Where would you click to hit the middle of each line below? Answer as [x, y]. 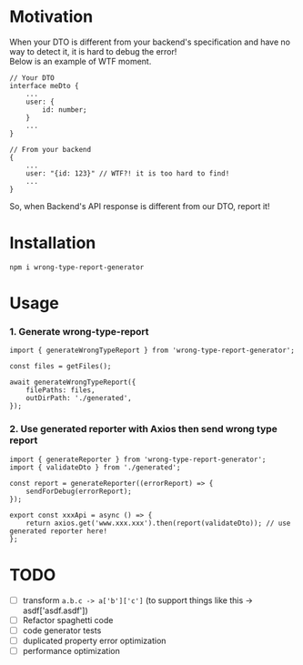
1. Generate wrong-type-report [79, 331]
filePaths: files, [61, 390]
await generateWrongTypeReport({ [73, 383]
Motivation [51, 17]
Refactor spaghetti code [68, 620]
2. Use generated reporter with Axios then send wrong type [143, 429]
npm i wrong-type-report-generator [77, 267]
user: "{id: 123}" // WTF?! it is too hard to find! [128, 173]
